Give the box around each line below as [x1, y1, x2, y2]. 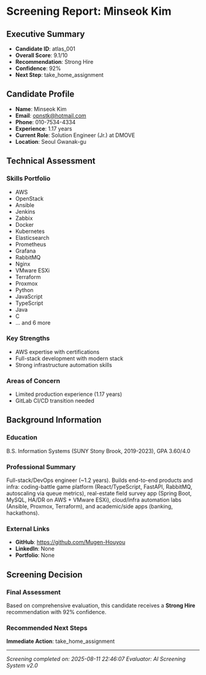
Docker [15, 221, 34, 228]
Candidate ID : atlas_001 [15, 45, 75, 52]
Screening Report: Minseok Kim [6, 4, 172, 18]
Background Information [6, 415, 102, 425]
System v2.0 [6, 662, 38, 669]
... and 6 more [15, 318, 51, 326]
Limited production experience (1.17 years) [15, 390, 123, 398]
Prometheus [15, 240, 47, 248]
